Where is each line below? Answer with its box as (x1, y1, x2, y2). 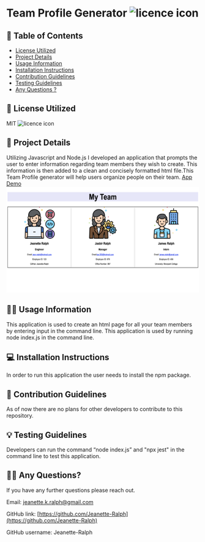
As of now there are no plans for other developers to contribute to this (6, 405, 183, 413)
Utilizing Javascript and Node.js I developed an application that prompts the (6, 154, 198, 161)
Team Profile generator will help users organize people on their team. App (6, 173, 193, 181)
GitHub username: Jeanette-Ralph (6, 529, 93, 536)
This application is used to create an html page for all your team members (6, 320, 193, 328)
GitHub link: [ (6, 510, 40, 518)
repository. (6, 412, 34, 420)
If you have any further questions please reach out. (6, 486, 136, 494)
